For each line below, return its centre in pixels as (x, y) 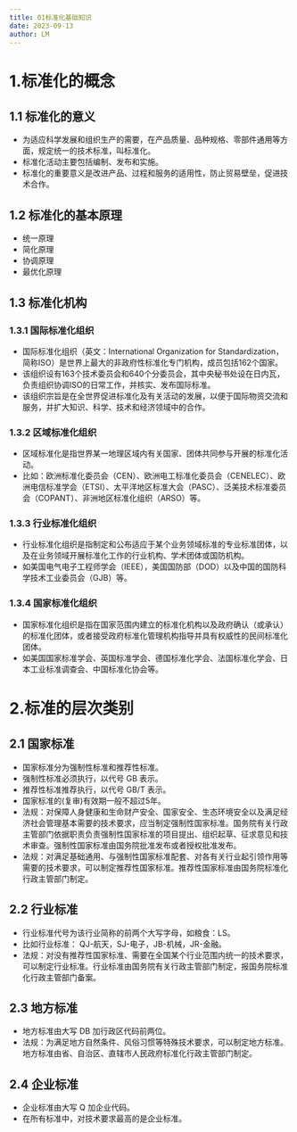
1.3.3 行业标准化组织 (53, 524)
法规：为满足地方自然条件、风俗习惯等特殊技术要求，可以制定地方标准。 (155, 1042)
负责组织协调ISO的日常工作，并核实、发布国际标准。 (119, 384)
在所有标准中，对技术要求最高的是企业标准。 (104, 1119)
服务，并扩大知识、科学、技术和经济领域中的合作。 (116, 407)
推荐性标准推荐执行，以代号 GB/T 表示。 (96, 789)
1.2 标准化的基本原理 (66, 215)
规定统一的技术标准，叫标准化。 (97, 151)
